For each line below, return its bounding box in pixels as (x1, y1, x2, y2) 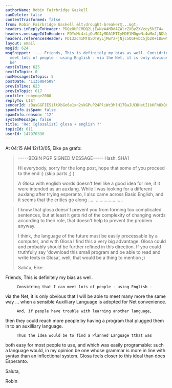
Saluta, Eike (17, 265, 43, 271)
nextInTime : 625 (5, 64, 40, 70)
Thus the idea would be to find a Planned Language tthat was (16, 333, 153, 338)
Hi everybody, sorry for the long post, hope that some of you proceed (17, 165, 165, 171)
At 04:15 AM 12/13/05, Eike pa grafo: (5, 145, 82, 152)
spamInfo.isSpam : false (5, 107, 56, 113)
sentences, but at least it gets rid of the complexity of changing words (17, 212, 166, 218)
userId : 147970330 (5, 131, 45, 136)
